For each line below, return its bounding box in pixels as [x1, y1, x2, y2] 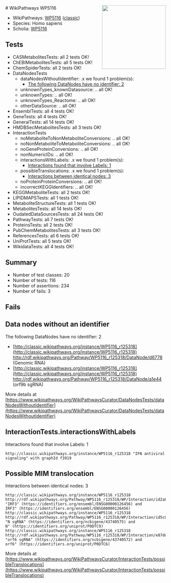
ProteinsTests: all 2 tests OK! [12, 222, 73, 228]
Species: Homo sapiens [12, 20, 63, 26]
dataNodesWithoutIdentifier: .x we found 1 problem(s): [20, 75, 134, 82]
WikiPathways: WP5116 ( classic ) [12, 15, 80, 21]
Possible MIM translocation [5, 469, 94, 478]
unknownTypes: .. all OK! [20, 92, 72, 98]
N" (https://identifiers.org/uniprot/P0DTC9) [5, 524, 103, 529]
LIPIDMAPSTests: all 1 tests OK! [12, 195, 79, 201]
